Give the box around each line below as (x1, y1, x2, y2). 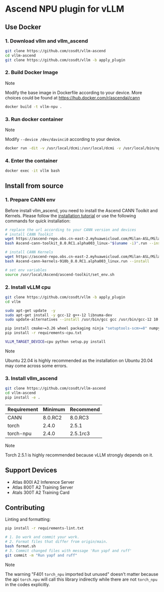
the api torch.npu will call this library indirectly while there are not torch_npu (5, 576, 158, 582)
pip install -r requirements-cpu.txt (5, 331, 82, 335)
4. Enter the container (5, 157, 58, 164)
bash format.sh (5, 544, 36, 549)
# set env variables (5, 267, 47, 273)
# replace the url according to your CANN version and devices (5, 227, 137, 232)
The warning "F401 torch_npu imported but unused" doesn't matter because (5, 571, 159, 577)
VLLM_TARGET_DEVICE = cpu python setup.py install (5, 339, 106, 344)
